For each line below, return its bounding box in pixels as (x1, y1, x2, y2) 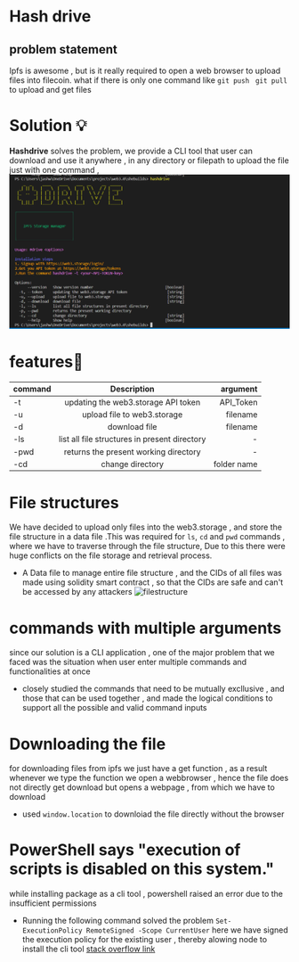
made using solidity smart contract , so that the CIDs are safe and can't (21, 577, 284, 588)
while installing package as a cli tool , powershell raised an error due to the (9, 889, 283, 900)
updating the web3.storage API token (64, 397, 201, 407)
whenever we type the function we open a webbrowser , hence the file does (9, 773, 289, 784)
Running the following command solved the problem (21, 916, 214, 926)
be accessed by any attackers (21, 587, 133, 597)
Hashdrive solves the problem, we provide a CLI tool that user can (9, 145, 254, 156)
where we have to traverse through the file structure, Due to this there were (9, 541, 287, 552)
